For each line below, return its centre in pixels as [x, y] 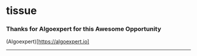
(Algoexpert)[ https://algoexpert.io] [48, 41]
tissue [21, 11]
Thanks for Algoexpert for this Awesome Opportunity [84, 29]
